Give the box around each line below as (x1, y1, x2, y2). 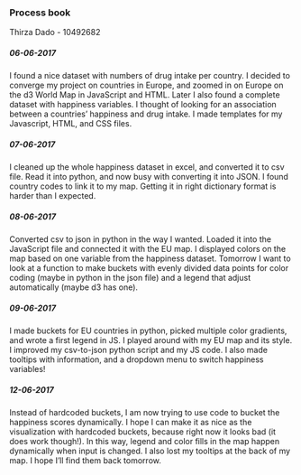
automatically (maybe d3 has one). (9, 282, 138, 293)
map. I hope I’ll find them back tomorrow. (9, 455, 162, 466)
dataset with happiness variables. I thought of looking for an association (9, 99, 277, 110)
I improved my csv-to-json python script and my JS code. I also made (9, 345, 269, 356)
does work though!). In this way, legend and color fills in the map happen (9, 436, 280, 447)
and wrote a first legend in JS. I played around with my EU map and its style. (9, 335, 293, 346)
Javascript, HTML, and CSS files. (9, 118, 132, 129)
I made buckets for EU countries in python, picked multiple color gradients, (9, 325, 287, 336)
